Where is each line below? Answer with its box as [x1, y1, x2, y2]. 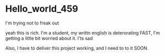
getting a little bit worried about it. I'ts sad [5, 35, 93, 41]
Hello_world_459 [5, 3, 78, 15]
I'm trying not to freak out [5, 20, 59, 26]
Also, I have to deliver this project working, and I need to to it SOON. [5, 45, 149, 51]
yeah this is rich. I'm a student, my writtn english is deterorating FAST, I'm [5, 30, 160, 36]
